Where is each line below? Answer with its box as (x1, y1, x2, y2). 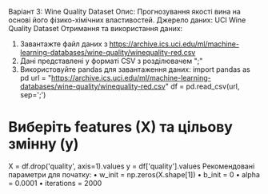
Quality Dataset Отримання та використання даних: (8, 24, 183, 33)
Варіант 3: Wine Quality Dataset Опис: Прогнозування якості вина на (8, 7, 242, 16)
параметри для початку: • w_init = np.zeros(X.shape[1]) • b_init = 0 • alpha (8, 169, 260, 179)
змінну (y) (8, 135, 79, 153)
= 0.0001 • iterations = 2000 (8, 178, 102, 188)
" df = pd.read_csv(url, (165, 81, 240, 91)
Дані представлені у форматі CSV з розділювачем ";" (19, 56, 203, 65)
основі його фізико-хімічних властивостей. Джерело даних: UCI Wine (8, 15, 246, 25)
